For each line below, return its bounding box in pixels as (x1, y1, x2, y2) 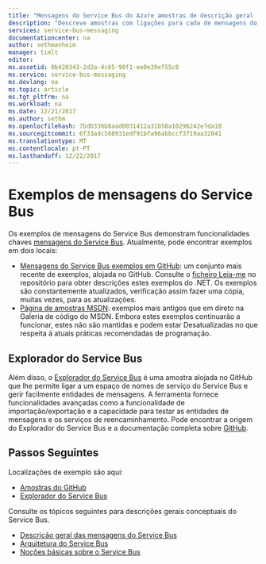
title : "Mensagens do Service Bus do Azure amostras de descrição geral (8, 11, 254, 20)
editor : (8, 56, 34, 64)
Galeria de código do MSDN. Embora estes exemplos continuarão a (19, 312, 241, 321)
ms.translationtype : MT (8, 136, 87, 145)
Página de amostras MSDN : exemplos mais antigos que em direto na (19, 303, 245, 313)
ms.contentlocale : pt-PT (8, 144, 91, 152)
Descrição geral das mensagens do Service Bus (19, 530, 177, 539)
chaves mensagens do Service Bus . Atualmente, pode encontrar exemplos (8, 237, 253, 247)
